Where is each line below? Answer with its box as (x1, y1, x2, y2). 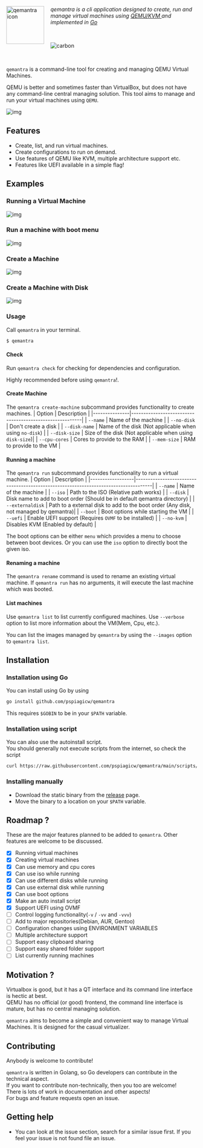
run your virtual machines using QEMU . (6, 97, 99, 104)
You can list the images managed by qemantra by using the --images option (6, 631, 192, 638)
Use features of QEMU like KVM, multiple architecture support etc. (14, 154, 181, 162)
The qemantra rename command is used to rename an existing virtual (6, 573, 176, 580)
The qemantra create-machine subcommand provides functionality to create (6, 403, 195, 411)
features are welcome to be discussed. (6, 837, 103, 845)
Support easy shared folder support (14, 945, 105, 952)
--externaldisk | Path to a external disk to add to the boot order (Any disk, (6, 501, 192, 509)
